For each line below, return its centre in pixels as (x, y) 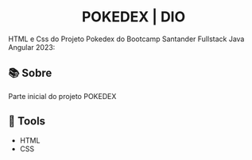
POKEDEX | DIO (134, 17)
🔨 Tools (27, 122)
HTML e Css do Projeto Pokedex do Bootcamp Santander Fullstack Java (126, 39)
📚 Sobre (30, 73)
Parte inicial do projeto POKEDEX (62, 96)
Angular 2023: (32, 47)
